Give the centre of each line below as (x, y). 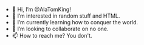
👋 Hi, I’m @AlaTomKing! (41, 9)
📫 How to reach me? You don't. (52, 36)
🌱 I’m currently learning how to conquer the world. (75, 22)
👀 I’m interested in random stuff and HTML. (66, 16)
